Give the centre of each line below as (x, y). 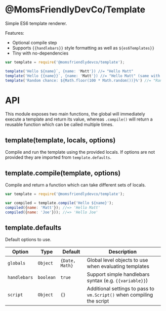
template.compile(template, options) (63, 173)
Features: (15, 33)
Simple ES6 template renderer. (36, 23)
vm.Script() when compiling (120, 295)
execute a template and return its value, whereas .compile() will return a (79, 119)
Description (123, 252)
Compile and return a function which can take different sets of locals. (76, 185)
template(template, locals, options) (61, 140)
